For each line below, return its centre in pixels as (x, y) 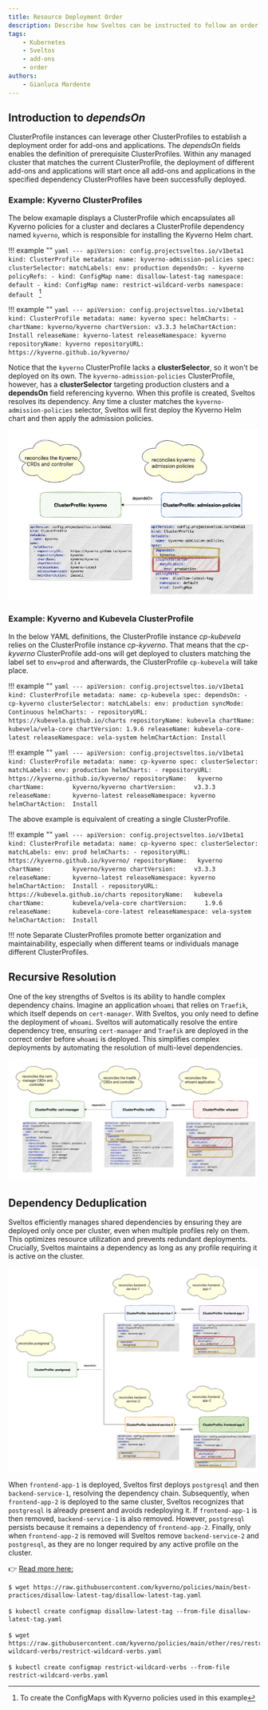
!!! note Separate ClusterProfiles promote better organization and (115, 935)
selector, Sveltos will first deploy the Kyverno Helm (158, 410)
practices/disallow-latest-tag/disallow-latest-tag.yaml (105, 1595)
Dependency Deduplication (78, 1203)
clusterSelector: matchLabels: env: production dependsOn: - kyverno (126, 268)
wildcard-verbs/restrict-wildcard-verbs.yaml (85, 1651)
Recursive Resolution (62, 977)
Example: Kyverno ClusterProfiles (75, 200)
